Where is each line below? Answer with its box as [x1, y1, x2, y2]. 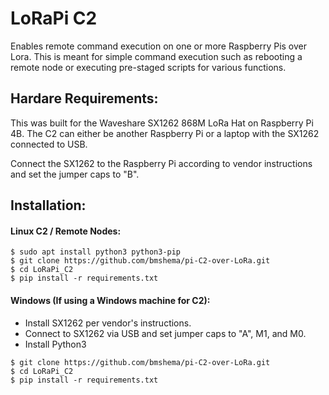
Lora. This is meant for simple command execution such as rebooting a [10, 50, 303, 62]
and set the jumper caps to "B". [10, 168, 140, 180]
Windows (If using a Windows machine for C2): [10, 294, 211, 306]
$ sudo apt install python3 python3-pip [10, 247, 182, 257]
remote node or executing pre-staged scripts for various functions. [10, 61, 287, 73]
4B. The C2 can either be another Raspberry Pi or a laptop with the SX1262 [10, 127, 320, 139]
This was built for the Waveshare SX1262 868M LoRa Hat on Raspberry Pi [10, 117, 314, 129]
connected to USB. [10, 138, 88, 150]
